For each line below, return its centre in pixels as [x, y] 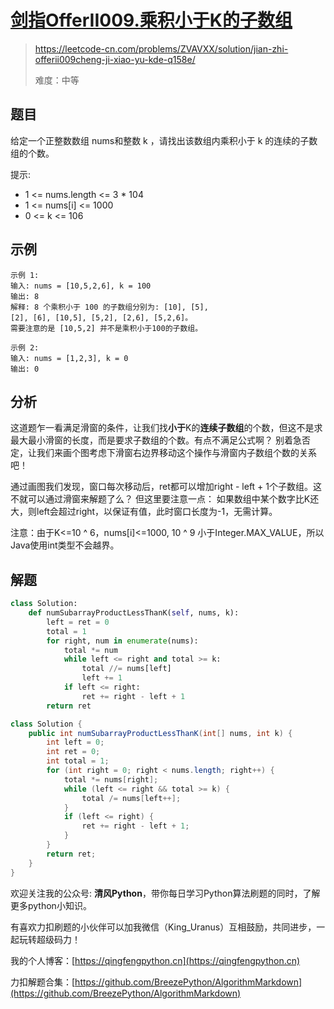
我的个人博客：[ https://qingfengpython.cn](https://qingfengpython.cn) [155, 960]
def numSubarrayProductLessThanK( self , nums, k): [134, 613]
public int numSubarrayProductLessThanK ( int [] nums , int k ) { [160, 733]
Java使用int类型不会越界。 [65, 545]
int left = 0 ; [75, 742]
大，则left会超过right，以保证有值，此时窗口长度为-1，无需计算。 [144, 512]
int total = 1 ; [78, 761]
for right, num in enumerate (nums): [122, 641]
